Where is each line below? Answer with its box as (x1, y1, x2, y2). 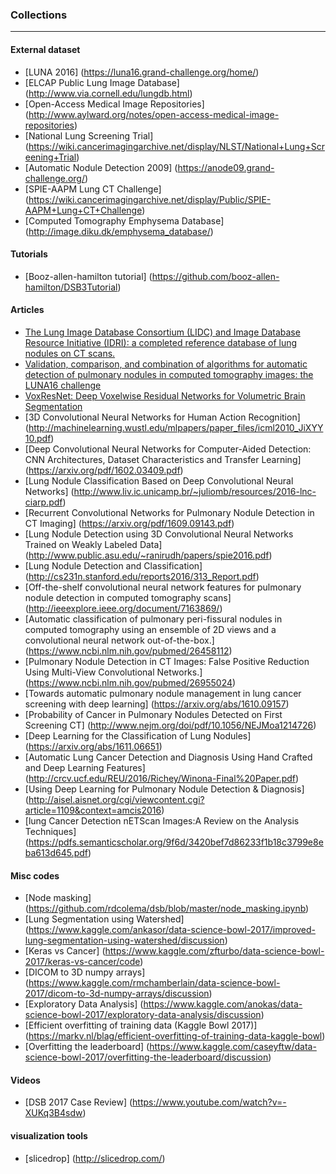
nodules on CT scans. (24, 347, 116, 359)
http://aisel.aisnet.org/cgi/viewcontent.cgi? (28, 793, 205, 805)
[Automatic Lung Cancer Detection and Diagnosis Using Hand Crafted (24, 751, 313, 763)
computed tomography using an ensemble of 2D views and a (24, 623, 277, 635)
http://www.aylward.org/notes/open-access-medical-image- (28, 108, 280, 120)
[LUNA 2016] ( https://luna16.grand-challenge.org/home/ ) (24, 66, 260, 78)
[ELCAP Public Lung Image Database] (24, 76, 180, 88)
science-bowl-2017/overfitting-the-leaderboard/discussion (24, 1051, 269, 1063)
